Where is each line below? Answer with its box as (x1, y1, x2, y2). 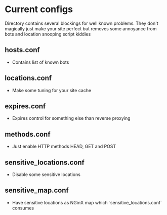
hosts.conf (5, 46, 40, 54)
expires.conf (5, 102, 46, 110)
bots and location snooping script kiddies (5, 31, 91, 37)
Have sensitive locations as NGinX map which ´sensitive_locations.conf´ (12, 199, 162, 205)
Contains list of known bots (12, 59, 69, 65)
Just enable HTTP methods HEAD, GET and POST (12, 143, 116, 150)
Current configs (5, 4, 73, 15)
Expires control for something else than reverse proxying (12, 115, 131, 121)
